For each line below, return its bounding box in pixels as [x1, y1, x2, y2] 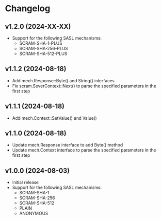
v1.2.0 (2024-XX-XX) [5, 22, 71, 31]
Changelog [5, 3, 50, 14]
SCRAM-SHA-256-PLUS [19, 46, 68, 51]
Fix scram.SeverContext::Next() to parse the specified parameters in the [12, 83, 157, 89]
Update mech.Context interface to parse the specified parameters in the [12, 147, 156, 153]
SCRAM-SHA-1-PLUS [19, 40, 62, 46]
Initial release [12, 180, 39, 185]
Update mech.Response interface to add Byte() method [12, 142, 123, 148]
